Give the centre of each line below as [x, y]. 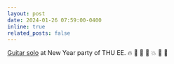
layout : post [26, 14]
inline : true [26, 26]
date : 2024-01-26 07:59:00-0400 [54, 20]
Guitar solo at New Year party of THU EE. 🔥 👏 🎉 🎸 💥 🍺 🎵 [88, 53]
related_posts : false [39, 33]
